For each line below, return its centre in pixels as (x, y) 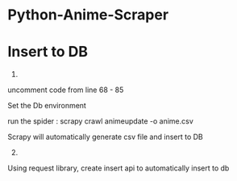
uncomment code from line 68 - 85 (66, 90)
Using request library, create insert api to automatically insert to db (118, 168)
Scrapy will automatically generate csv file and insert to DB (105, 137)
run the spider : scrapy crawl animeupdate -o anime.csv (101, 121)
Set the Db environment (47, 106)
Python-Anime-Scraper (88, 15)
